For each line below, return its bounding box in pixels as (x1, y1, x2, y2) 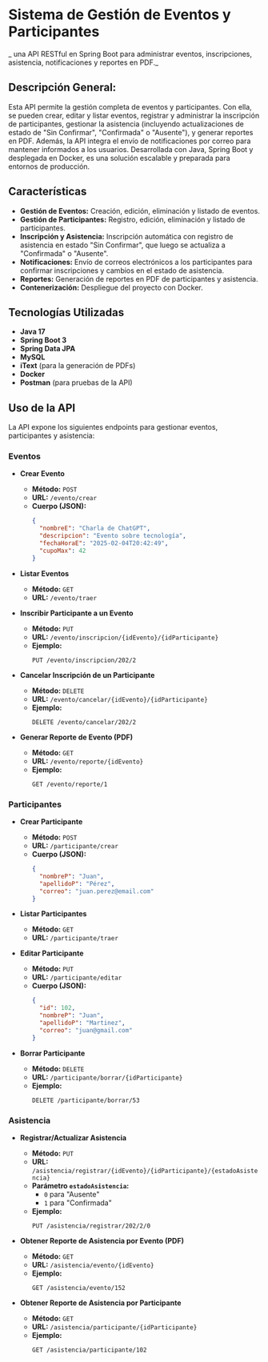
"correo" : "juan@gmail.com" (38, 1026, 134, 1034)
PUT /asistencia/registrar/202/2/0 (31, 1222, 150, 1230)
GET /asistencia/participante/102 (31, 1346, 147, 1354)
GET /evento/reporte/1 (31, 780, 108, 788)
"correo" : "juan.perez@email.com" (38, 887, 154, 895)
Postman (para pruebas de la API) (19, 378, 134, 387)
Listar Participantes (19, 909, 87, 919)
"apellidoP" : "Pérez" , (38, 879, 115, 887)
